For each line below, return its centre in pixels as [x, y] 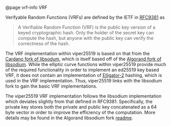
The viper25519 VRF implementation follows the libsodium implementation [83, 96]
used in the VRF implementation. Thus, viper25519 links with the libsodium [84, 81]
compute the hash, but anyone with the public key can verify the [85, 38]
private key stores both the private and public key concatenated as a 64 [81, 107]
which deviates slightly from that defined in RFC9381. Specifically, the [79, 101]
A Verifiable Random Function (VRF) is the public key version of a [87, 27]
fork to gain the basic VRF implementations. [51, 86]
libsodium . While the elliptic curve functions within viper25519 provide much [86, 64]
